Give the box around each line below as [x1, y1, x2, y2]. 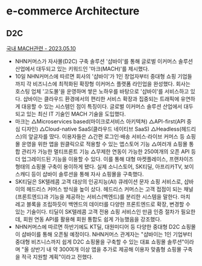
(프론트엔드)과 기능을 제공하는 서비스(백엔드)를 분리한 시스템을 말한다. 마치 [14, 193, 191, 200]
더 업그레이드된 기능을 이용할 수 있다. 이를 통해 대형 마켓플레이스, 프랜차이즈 [14, 155, 194, 162]
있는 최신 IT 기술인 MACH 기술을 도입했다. [26, 110, 126, 117]
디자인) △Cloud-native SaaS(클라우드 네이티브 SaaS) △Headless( [21, 125, 182, 132]
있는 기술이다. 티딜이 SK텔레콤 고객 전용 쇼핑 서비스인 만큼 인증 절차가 [14, 208, 180, 215]
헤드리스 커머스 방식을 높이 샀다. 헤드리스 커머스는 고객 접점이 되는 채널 [26, 185, 194, 193]
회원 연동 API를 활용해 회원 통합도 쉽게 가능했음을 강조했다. [23, 215, 162, 223]
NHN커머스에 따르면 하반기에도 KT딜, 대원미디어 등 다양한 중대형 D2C [14, 223, 180, 230]
